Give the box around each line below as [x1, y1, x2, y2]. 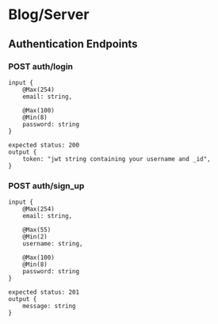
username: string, [22, 240, 83, 248]
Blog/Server [8, 6, 90, 24]
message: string [22, 303, 77, 311]
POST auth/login [8, 61, 74, 72]
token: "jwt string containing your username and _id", [22, 154, 212, 163]
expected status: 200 [8, 141, 80, 149]
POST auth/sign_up [8, 180, 85, 191]
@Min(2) [22, 233, 48, 241]
